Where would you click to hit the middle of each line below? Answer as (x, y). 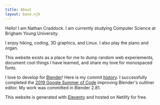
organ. (12, 48)
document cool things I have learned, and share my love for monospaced (79, 63)
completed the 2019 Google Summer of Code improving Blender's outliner (80, 82)
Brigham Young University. (32, 33)
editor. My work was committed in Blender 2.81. (53, 87)
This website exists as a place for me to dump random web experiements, (80, 57)
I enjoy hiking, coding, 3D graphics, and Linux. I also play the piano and (77, 42)
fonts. (11, 68)
